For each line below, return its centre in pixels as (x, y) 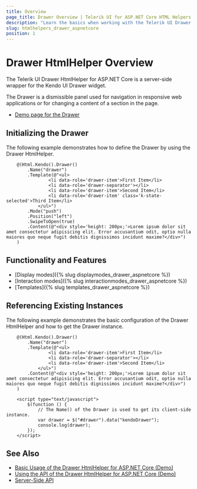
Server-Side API (34, 480)
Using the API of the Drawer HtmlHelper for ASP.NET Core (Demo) (95, 474)
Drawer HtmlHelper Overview (80, 63)
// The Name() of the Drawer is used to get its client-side (114, 409)
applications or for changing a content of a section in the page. (83, 103)
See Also (23, 453)
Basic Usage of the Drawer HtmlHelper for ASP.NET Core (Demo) (94, 468)
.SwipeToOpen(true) (51, 221)
